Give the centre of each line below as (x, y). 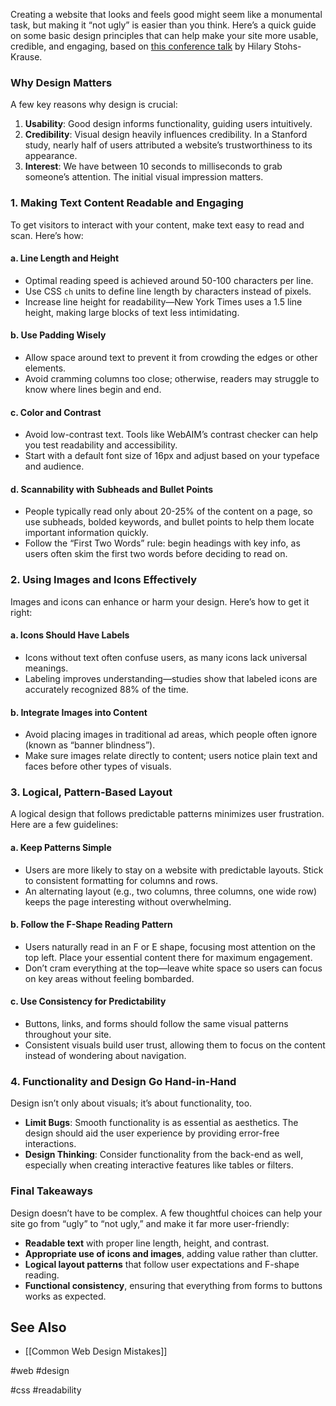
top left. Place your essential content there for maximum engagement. (168, 957)
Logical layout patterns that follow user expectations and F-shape (162, 1264)
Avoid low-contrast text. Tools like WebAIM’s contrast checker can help (171, 435)
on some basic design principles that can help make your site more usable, (164, 35)
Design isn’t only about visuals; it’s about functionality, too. (131, 1103)
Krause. (26, 57)
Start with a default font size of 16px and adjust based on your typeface (172, 456)
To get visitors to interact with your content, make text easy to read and (157, 225)
